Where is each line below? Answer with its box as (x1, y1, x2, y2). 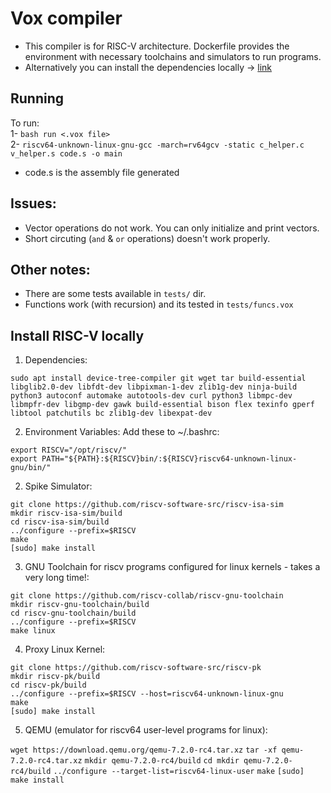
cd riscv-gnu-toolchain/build (10, 608, 137, 619)
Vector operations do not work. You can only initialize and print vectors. (24, 222, 320, 234)
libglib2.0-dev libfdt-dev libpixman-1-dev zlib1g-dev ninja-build (10, 382, 298, 392)
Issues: (10, 195, 57, 212)
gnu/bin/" (10, 463, 52, 473)
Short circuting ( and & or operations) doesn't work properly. (24, 232, 271, 244)
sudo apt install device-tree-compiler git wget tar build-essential (10, 373, 307, 384)
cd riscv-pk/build (10, 680, 87, 691)
